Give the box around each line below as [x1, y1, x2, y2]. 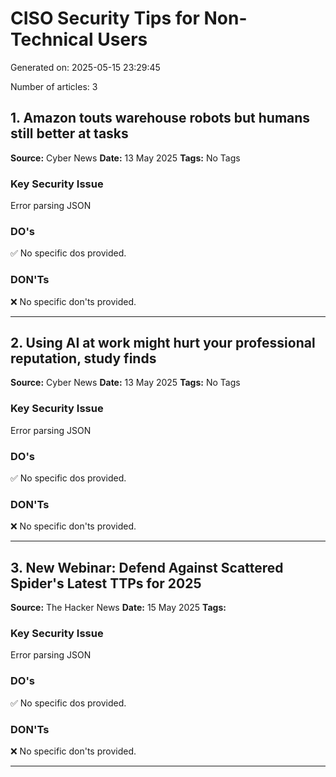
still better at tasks [10, 125, 129, 142]
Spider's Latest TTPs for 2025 [10, 575, 202, 592]
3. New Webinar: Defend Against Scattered [10, 559, 284, 576]
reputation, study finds [10, 350, 157, 367]
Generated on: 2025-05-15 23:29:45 [10, 61, 161, 73]
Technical [10, 28, 94, 51]
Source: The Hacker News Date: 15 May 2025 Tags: [10, 602, 227, 614]
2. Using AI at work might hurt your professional [10, 335, 316, 352]
